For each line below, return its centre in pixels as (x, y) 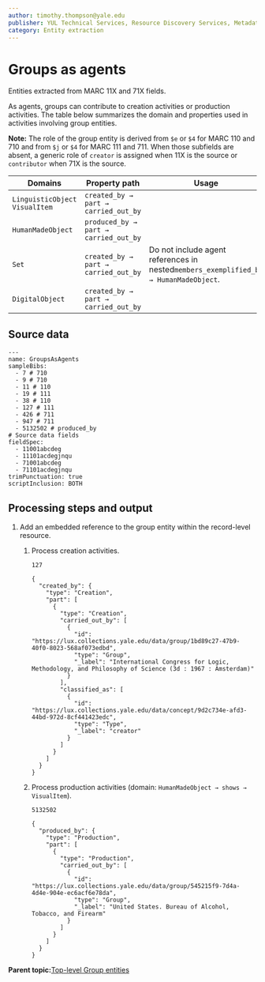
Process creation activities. (75, 551)
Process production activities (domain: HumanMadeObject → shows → (139, 787)
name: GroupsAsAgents (44, 359)
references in (174, 260)
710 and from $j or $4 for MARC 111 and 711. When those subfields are (121, 147)
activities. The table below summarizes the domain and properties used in (128, 115)
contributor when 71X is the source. (67, 164)
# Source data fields (44, 435)
